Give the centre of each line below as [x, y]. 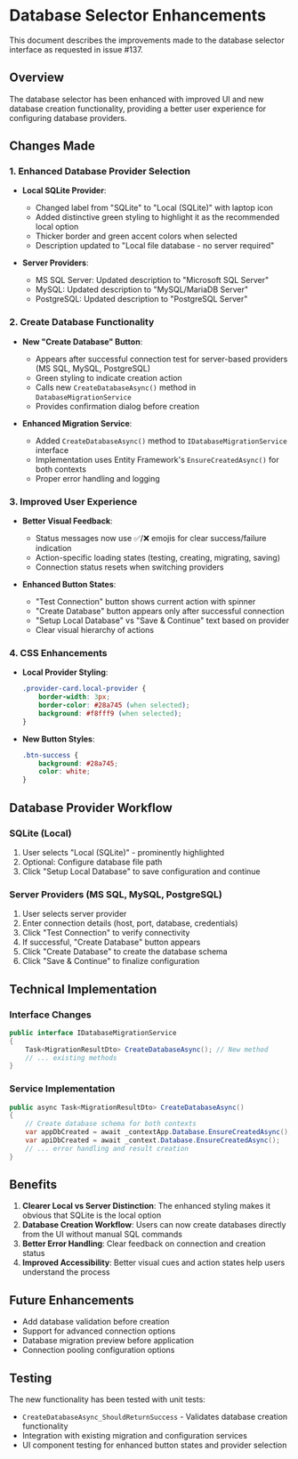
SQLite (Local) [40, 833]
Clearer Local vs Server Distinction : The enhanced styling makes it [146, 1206]
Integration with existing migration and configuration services [134, 1436]
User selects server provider [74, 914]
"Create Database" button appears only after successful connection [160, 612]
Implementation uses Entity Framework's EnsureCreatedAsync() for [157, 459]
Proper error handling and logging [97, 478]
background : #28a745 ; [78, 763]
